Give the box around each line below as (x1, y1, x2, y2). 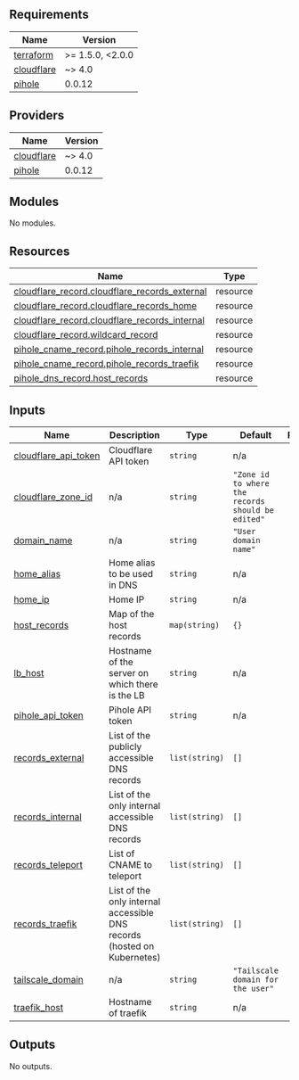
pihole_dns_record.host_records (13, 372, 149, 384)
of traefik (108, 1007, 147, 1019)
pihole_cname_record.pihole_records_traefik (13, 358, 199, 370)
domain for (232, 975, 279, 985)
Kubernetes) (108, 952, 161, 964)
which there (108, 678, 158, 690)
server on (108, 667, 149, 680)
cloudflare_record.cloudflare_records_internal (13, 314, 205, 326)
